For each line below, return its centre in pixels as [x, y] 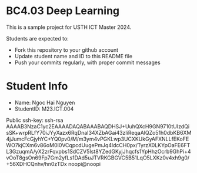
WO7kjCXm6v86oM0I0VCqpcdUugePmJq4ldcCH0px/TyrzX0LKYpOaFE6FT [98, 145]
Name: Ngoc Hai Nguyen [45, 102]
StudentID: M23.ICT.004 [44, 109]
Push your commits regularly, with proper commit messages [87, 62]
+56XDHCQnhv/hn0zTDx [37, 164]
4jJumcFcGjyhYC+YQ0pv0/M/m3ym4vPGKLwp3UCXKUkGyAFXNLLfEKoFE [98, 139]
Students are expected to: [37, 38]
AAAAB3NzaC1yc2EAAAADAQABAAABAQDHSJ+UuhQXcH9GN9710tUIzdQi [98, 126]
